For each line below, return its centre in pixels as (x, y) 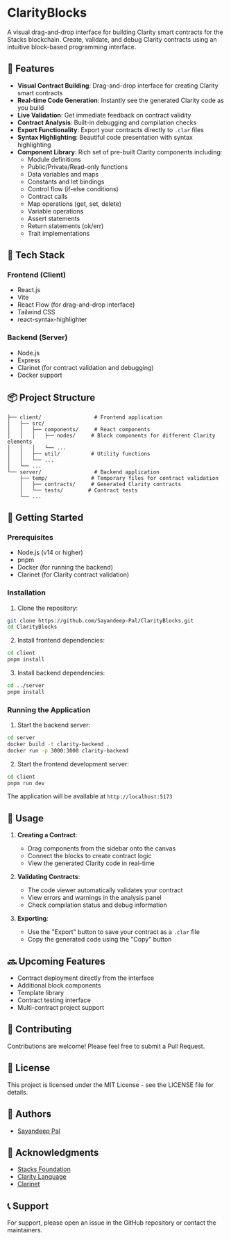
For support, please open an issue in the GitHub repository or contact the (112, 1223)
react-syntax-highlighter (52, 320)
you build (31, 107)
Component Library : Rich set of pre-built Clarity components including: (120, 152)
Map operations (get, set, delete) (75, 204)
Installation (27, 593)
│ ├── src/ (26, 423)
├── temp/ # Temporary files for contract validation (119, 478)
